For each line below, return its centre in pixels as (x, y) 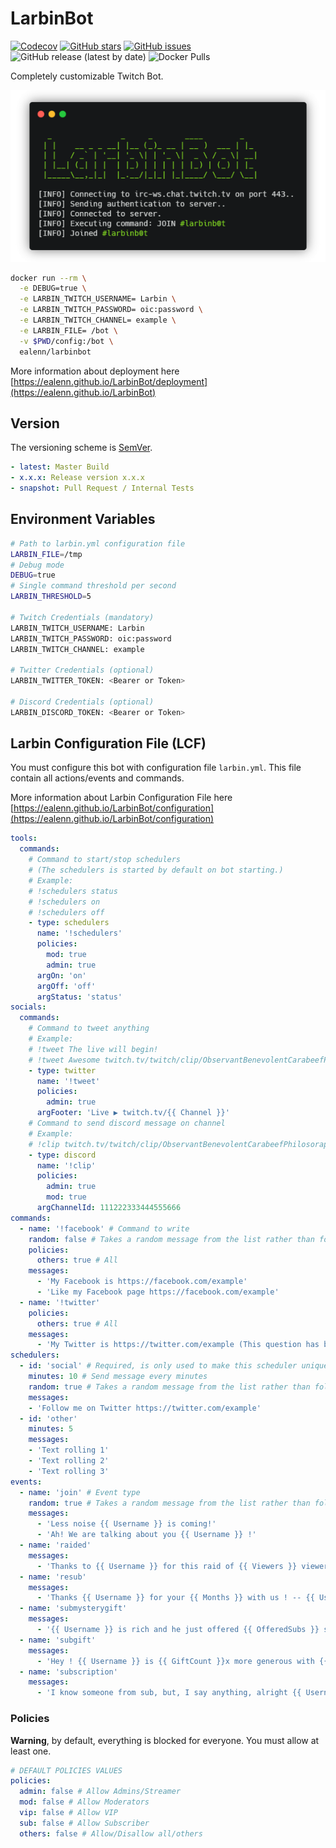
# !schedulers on (64, 902)
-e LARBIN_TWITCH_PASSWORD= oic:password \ (111, 310)
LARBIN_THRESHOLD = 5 (51, 597)
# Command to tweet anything (89, 1028)
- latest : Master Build (60, 467)
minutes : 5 (51, 1429)
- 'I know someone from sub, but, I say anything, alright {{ (169, 1693)
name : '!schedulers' (79, 933)
